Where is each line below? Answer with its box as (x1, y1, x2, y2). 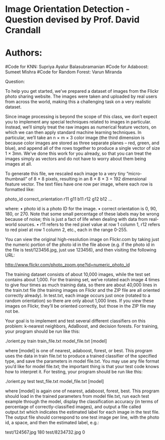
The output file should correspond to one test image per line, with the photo (5, 414, 160, 420)
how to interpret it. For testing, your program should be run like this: (5, 369, 143, 375)
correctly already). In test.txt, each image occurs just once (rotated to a (5, 293, 151, 299)
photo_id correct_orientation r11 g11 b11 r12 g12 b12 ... (5, 196, 113, 202)
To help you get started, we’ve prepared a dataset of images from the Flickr (5, 88, 159, 94)
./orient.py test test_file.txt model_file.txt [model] (5, 378, 104, 384)
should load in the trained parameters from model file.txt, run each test (5, 393, 149, 399)
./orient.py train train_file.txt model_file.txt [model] (5, 338, 107, 344)
